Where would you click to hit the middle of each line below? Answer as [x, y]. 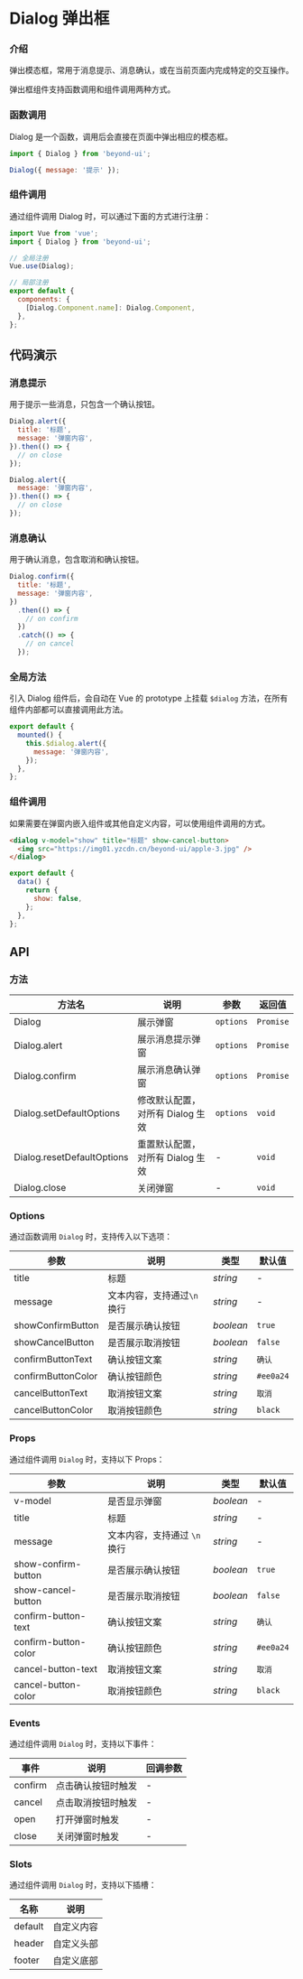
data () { [34, 882]
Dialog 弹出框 [60, 19]
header [29, 1944]
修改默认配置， [169, 1101]
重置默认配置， [169, 1145]
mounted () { [40, 735]
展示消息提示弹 [169, 1039]
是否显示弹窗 [135, 1501]
